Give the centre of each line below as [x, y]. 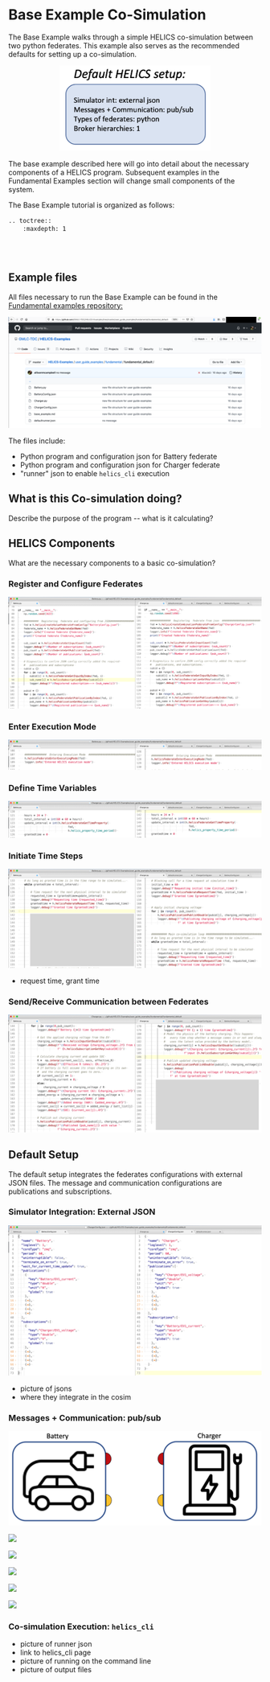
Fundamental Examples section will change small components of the [122, 181]
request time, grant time [60, 981]
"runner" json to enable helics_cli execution [95, 474]
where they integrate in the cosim [75, 1397]
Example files [43, 278]
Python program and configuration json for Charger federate [120, 465]
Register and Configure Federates [76, 583]
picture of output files [56, 1670]
